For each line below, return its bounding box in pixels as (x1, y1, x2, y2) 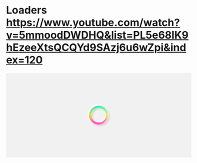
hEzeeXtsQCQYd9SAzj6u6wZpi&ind (6, 41, 186, 55)
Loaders (6, 4, 47, 17)
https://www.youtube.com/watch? (6, 16, 181, 29)
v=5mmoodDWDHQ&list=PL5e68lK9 (6, 29, 189, 42)
